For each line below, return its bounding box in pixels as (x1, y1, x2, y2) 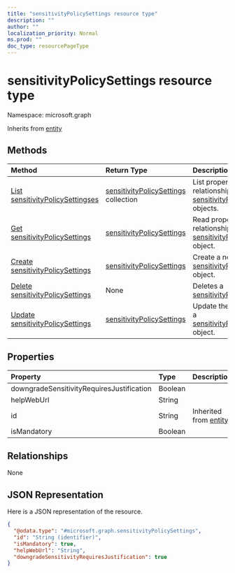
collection (105, 194, 138, 204)
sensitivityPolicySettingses (10, 194, 99, 204)
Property (10, 372, 41, 382)
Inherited (192, 406, 222, 416)
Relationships (7, 450, 69, 462)
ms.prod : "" (7, 36, 42, 43)
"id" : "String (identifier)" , (13, 534, 101, 541)
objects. (192, 203, 219, 213)
